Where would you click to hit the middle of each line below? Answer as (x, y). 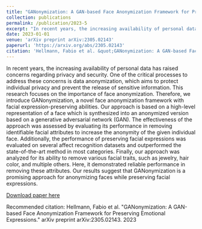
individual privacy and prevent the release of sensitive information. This (95, 87)
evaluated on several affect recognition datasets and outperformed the (94, 145)
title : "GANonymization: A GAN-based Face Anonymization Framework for (98, 12)
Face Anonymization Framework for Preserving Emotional (94, 213)
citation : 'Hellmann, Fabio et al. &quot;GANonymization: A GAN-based (96, 51)
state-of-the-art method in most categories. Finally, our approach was (93, 151)
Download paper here (33, 195)
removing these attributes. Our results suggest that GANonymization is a (96, 171)
